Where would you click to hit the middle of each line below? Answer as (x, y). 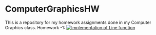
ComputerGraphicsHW (52, 9)
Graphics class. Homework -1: (35, 27)
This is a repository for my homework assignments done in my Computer (78, 22)
